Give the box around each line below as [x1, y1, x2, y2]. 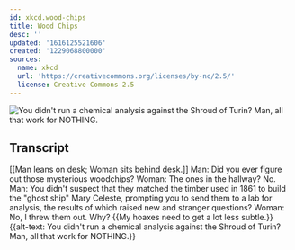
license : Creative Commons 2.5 [17, 80, 135, 89]
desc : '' [9, 30, 42, 39]
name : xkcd [17, 64, 58, 73]
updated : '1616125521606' [9, 38, 106, 48]
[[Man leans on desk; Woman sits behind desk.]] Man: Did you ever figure [9, 164, 282, 175]
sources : [9, 55, 42, 64]
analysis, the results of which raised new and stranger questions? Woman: [9, 202, 285, 213]
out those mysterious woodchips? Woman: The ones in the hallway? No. [9, 174, 276, 184]
